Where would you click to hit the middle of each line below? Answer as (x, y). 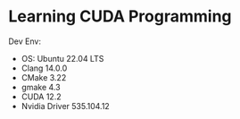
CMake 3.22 (44, 77)
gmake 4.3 (41, 87)
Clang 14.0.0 (44, 68)
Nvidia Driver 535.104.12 (66, 106)
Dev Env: (25, 41)
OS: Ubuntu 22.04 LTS (62, 58)
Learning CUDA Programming (120, 17)
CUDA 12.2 (41, 97)
